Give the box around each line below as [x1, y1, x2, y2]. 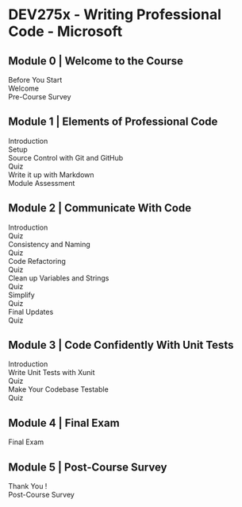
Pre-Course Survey [8, 92, 71, 101]
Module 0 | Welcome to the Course [8, 54, 184, 68]
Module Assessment [8, 178, 75, 188]
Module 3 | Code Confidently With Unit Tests [8, 339, 234, 352]
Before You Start [8, 75, 63, 84]
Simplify [8, 290, 36, 300]
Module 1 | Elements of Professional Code [8, 115, 218, 129]
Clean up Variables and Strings [8, 273, 109, 283]
